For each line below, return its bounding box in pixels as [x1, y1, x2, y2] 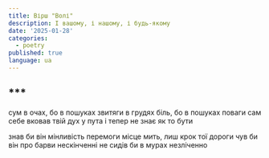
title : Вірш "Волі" [8, 11, 74, 20]
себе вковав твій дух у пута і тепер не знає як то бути [8, 115, 194, 125]
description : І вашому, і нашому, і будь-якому [8, 19, 171, 27]
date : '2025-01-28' [8, 26, 74, 34]
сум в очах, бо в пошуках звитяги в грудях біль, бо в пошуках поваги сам [8, 107, 262, 117]
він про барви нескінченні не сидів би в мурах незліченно [8, 140, 208, 149]
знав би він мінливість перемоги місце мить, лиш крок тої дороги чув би [8, 132, 259, 141]
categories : [8, 34, 48, 43]
